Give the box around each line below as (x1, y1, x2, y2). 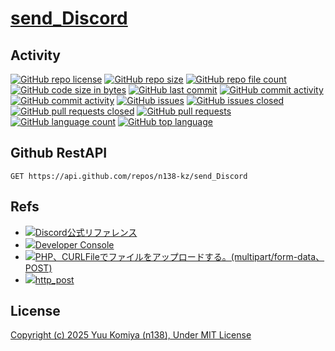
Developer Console (34, 238, 115, 251)
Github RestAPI (10, 145, 108, 162)
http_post (34, 273, 75, 286)
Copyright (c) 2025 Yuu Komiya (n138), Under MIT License (10, 329, 252, 341)
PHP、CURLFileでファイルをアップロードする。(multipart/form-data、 (34, 250, 325, 262)
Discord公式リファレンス (34, 226, 138, 238)
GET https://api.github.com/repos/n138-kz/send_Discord (10, 171, 248, 181)
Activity (10, 47, 62, 64)
